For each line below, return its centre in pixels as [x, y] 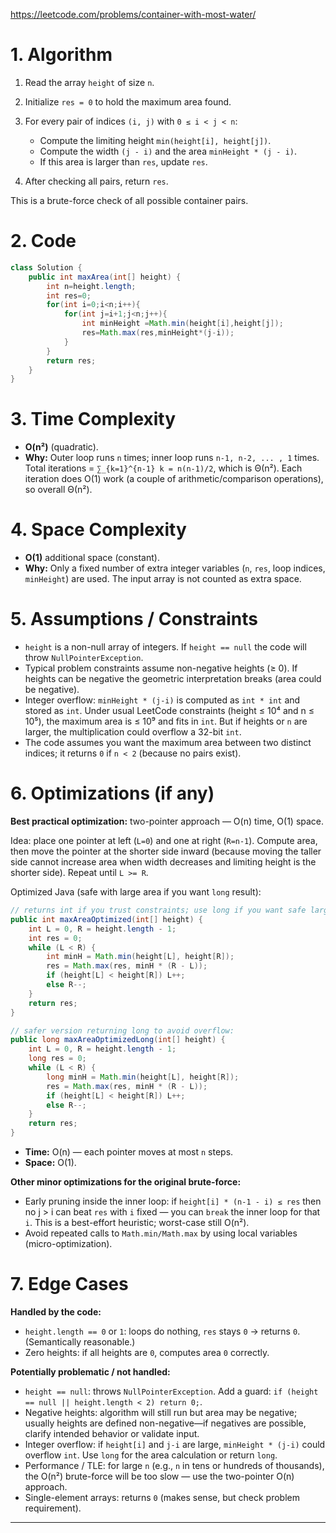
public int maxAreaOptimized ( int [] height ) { [106, 919]
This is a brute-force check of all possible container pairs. [129, 200]
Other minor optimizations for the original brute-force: [126, 1182]
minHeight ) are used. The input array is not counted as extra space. [163, 579]
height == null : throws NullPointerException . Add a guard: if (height [171, 1391]
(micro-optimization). [68, 1243]
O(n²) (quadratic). [61, 447]
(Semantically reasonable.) [80, 1341]
